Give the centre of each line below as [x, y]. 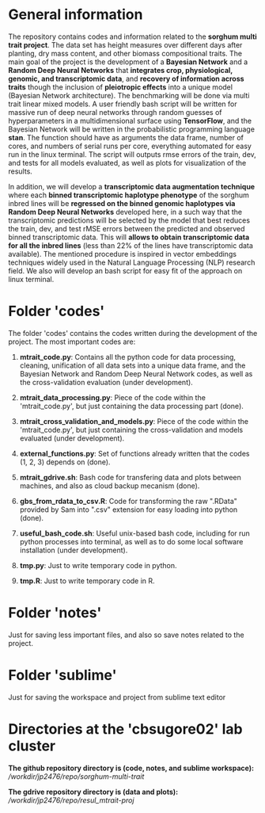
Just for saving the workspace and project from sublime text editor [117, 697]
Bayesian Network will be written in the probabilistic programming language [132, 129]
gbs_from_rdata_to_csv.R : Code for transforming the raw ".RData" [128, 501]
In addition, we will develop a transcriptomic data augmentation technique [132, 186]
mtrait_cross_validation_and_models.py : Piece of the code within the [134, 421]
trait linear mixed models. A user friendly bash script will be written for [123, 104]
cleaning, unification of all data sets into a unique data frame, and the [132, 365]
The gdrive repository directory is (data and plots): [93, 792]
